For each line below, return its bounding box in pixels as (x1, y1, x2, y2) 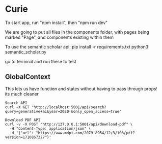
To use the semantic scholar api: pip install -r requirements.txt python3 (5, 44, 149, 49)
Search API (5, 100, 27, 105)
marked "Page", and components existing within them (5, 34, 114, 40)
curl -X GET (5, 104, 29, 110)
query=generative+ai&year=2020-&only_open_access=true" (5, 109, 122, 114)
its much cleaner (5, 91, 39, 96)
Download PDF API (5, 118, 41, 122)
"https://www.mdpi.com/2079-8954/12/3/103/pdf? (36, 130, 135, 135)
